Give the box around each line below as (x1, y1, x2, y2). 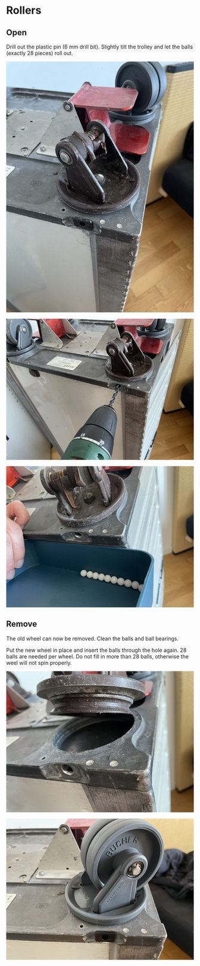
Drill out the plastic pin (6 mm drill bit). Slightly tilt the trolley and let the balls (6, 43, 193, 50)
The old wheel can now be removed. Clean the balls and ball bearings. (6, 634, 179, 642)
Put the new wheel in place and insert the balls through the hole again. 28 (6, 646, 187, 654)
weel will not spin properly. (6, 659, 73, 666)
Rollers (6, 4, 42, 17)
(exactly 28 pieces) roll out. (6, 50, 73, 57)
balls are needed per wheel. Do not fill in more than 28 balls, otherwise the (6, 652, 189, 660)
